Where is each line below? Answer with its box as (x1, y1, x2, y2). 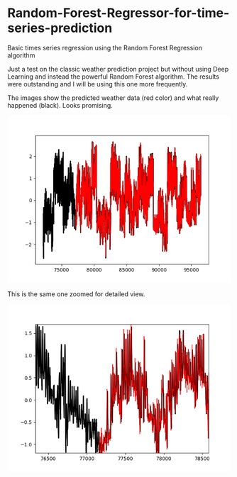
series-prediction (7, 20, 113, 36)
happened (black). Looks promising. (7, 101, 114, 109)
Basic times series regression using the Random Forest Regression (7, 43, 202, 52)
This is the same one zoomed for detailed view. (7, 289, 145, 298)
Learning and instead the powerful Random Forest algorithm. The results (7, 72, 220, 81)
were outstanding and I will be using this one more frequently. (7, 79, 188, 88)
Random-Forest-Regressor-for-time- (7, 5, 230, 21)
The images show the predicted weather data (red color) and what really (7, 94, 219, 102)
